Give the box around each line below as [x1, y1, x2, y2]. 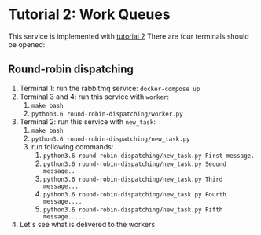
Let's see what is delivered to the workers [19, 219, 156, 229]
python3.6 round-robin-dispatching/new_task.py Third [42, 175, 223, 183]
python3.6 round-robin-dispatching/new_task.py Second [42, 160, 226, 168]
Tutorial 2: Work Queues [8, 6, 171, 24]
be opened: [8, 39, 46, 49]
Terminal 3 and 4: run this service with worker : [19, 92, 170, 101]
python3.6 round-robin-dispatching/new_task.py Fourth [42, 190, 226, 198]
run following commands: [31, 141, 114, 151]
